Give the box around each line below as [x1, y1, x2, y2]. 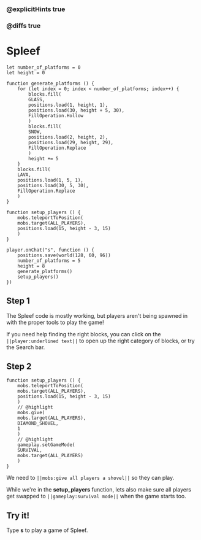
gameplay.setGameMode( [17, 442, 75, 448]
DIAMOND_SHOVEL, [17, 420, 59, 426]
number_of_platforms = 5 [17, 257, 81, 264]
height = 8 [17, 263, 45, 269]
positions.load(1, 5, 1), [17, 177, 84, 183]
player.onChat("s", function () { [6, 247, 95, 253]
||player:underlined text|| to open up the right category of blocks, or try [6, 337, 195, 344]
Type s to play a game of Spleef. [6, 526, 88, 534]
